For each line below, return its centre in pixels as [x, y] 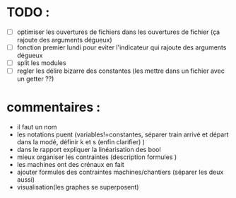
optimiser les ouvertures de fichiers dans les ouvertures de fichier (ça [118, 32]
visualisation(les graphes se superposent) [78, 187]
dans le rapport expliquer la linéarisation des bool [89, 150]
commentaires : [54, 107]
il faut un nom [37, 127]
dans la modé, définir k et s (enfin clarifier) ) [81, 142]
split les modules [41, 63]
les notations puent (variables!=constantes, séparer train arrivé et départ [123, 134]
